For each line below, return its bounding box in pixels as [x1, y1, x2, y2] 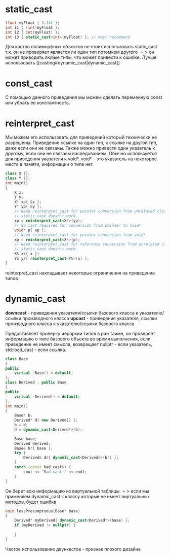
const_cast [5, 78, 53, 89]
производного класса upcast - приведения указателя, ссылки [22, 315, 157, 321]
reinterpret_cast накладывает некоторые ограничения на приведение [5, 270, 155, 276]
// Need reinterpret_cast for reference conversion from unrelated [14, 242, 159, 247]
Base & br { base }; [14, 445, 53, 451]
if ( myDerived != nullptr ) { [14, 523, 76, 528]
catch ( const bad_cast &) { [14, 465, 71, 470]
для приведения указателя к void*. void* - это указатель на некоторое [5, 156, 157, 162]
